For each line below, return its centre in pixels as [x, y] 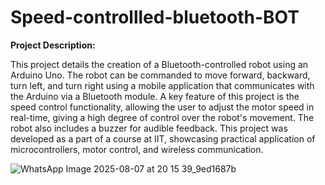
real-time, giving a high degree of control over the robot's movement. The [162, 117]
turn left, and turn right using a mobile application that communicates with [162, 85]
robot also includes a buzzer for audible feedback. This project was [149, 128]
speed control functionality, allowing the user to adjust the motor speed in [162, 107]
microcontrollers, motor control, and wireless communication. [137, 149]
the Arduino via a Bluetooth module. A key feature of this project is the [155, 96]
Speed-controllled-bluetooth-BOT [155, 17]
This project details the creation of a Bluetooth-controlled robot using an [159, 64]
